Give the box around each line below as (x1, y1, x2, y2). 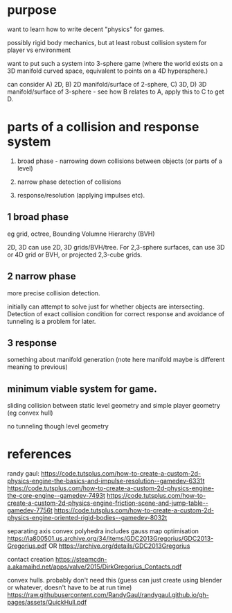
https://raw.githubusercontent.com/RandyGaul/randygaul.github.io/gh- (7, 591, 209, 599)
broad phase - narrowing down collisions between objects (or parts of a (17, 157, 223, 165)
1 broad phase (7, 211, 69, 223)
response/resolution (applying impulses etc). (17, 191, 145, 199)
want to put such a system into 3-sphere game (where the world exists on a (7, 59, 223, 67)
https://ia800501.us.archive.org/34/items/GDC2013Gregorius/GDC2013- (7, 535, 214, 543)
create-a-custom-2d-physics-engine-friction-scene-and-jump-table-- (7, 499, 209, 508)
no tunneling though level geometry (7, 422, 109, 431)
